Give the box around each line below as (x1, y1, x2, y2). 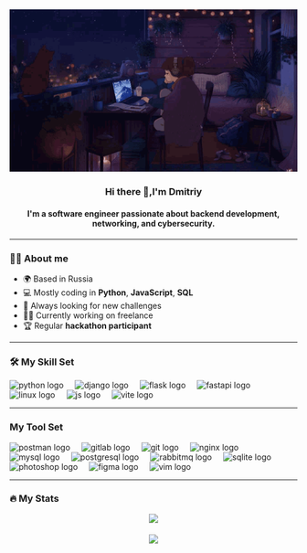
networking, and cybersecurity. (91, 218, 216, 229)
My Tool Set (9, 420, 64, 433)
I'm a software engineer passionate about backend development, (26, 208, 281, 219)
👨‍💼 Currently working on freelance (22, 310, 153, 321)
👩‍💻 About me (9, 251, 69, 264)
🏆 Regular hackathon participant (22, 320, 153, 331)
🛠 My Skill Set (9, 356, 75, 368)
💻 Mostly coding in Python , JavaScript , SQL (22, 287, 194, 298)
